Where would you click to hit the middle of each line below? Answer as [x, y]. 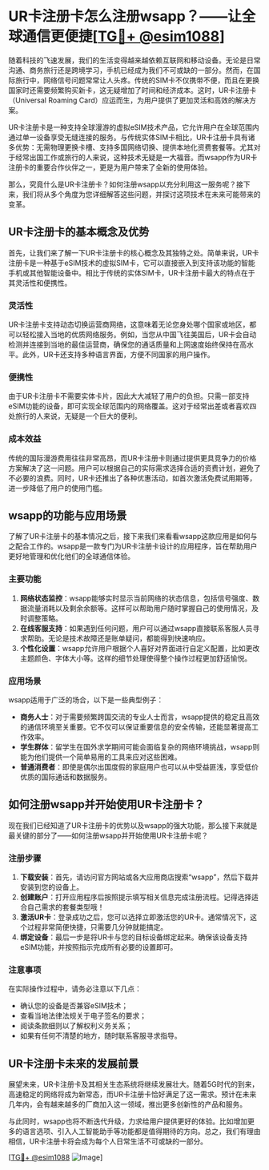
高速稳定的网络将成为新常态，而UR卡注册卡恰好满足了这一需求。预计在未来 [132, 1095]
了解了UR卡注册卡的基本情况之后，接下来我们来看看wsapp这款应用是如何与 [133, 537]
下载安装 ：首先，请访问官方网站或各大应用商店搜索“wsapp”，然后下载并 [139, 877]
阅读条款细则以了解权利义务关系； [76, 1026]
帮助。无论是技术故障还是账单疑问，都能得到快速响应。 [118, 638]
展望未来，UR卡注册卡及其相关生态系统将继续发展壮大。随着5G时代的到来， [134, 1084]
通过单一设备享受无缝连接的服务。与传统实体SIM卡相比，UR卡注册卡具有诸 [132, 137]
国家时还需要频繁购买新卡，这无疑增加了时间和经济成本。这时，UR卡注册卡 [132, 90]
